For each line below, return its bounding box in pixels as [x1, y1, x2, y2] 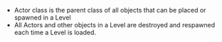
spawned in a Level [14, 13, 71, 22]
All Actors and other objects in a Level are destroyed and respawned [14, 21, 216, 29]
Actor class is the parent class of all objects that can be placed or [14, 6, 206, 14]
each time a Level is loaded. [14, 28, 97, 36]
